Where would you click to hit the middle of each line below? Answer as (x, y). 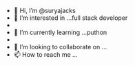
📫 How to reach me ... (45, 54)
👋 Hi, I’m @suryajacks (44, 11)
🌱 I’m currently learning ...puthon (60, 32)
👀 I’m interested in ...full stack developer (71, 18)
